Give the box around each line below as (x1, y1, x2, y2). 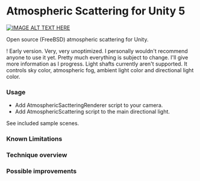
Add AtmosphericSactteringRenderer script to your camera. (14, 102, 163, 109)
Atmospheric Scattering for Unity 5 (6, 4, 186, 18)
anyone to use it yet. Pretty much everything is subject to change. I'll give (6, 54, 189, 61)
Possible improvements (6, 167, 77, 175)
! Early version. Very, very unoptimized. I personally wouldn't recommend (6, 47, 188, 55)
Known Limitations (6, 135, 63, 143)
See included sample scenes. (6, 120, 80, 127)
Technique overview (6, 151, 67, 159)
